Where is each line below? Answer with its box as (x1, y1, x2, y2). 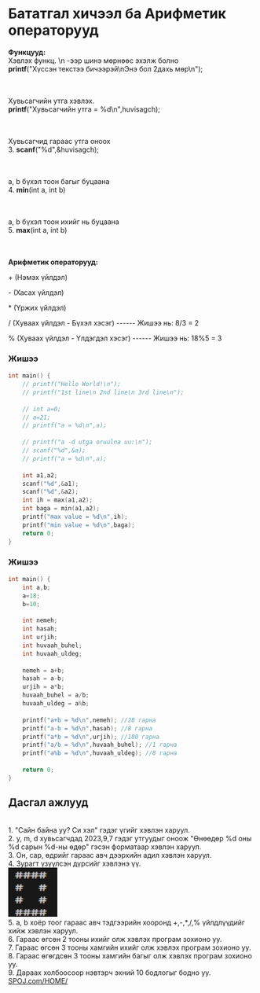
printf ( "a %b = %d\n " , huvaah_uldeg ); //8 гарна (22, 749, 178, 757)
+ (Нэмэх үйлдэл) (8, 272, 68, 281)
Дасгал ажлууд (8, 796, 89, 810)
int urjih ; (22, 634, 58, 642)
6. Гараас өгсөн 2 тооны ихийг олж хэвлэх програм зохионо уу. (8, 934, 222, 943)
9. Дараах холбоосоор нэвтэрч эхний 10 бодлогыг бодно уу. (8, 968, 211, 977)
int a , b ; (22, 583, 51, 591)
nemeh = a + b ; (22, 666, 65, 675)
